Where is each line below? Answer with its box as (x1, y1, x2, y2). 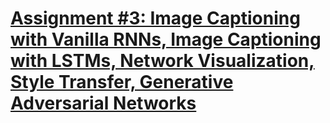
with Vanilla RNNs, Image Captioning (10, 28, 322, 51)
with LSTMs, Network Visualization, (10, 50, 315, 72)
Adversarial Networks (10, 92, 197, 115)
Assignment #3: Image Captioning (10, 7, 301, 30)
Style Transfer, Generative (10, 71, 234, 94)
